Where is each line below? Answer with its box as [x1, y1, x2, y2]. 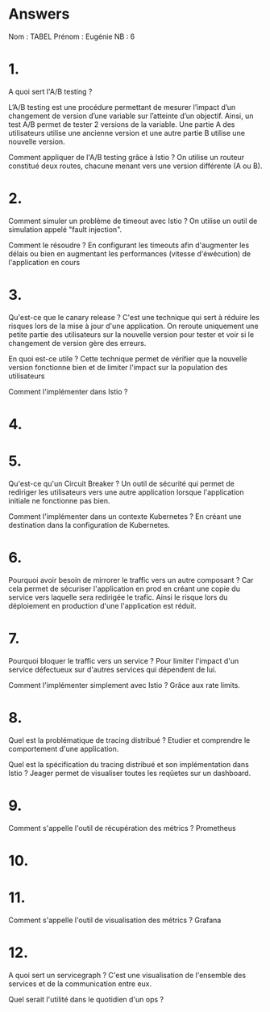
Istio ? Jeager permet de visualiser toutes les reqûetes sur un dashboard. [8, 768, 251, 778]
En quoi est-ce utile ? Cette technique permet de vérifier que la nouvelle [8, 353, 247, 364]
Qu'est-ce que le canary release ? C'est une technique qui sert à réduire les [8, 312, 260, 322]
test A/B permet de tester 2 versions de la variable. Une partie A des [8, 119, 235, 129]
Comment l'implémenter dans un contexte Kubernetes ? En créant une [8, 511, 242, 521]
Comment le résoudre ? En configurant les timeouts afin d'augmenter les [8, 240, 250, 250]
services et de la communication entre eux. [8, 979, 152, 989]
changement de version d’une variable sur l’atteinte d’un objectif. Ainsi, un [8, 111, 254, 120]
